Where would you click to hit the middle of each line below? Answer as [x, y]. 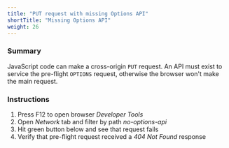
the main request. [33, 81]
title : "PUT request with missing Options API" [78, 14]
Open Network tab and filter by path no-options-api [92, 121]
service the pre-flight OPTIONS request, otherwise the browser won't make [113, 73]
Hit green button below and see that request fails [88, 129]
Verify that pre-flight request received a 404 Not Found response [112, 136]
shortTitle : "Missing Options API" [59, 20]
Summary [25, 51]
